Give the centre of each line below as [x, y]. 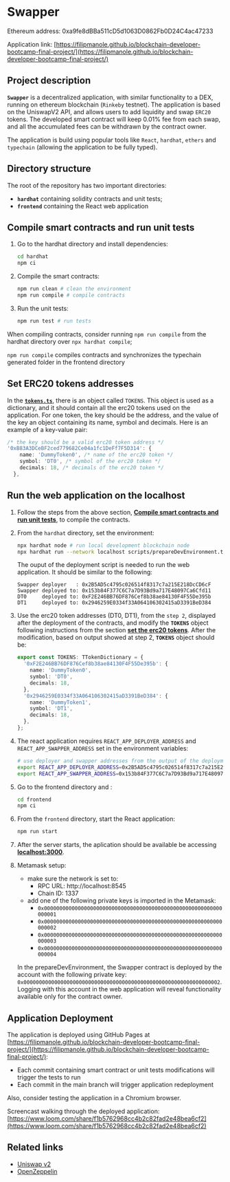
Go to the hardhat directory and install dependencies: [92, 244]
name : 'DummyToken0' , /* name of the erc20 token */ [96, 455]
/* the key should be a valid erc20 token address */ [86, 442]
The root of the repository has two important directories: [87, 185]
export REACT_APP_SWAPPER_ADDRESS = [68, 774]
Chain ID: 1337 [58, 893]
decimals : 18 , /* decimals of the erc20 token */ [92, 468]
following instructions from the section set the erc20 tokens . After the [116, 630]
